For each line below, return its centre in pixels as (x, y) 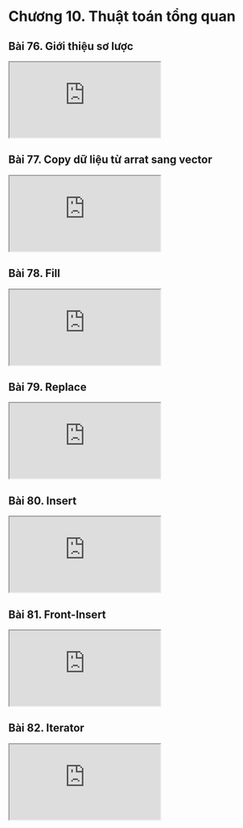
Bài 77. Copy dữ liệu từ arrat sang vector (110, 160)
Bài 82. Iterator (46, 728)
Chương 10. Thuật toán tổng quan (122, 17)
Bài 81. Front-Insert (57, 614)
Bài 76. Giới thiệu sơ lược (71, 46)
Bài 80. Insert (43, 501)
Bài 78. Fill (34, 273)
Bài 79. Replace (47, 387)
